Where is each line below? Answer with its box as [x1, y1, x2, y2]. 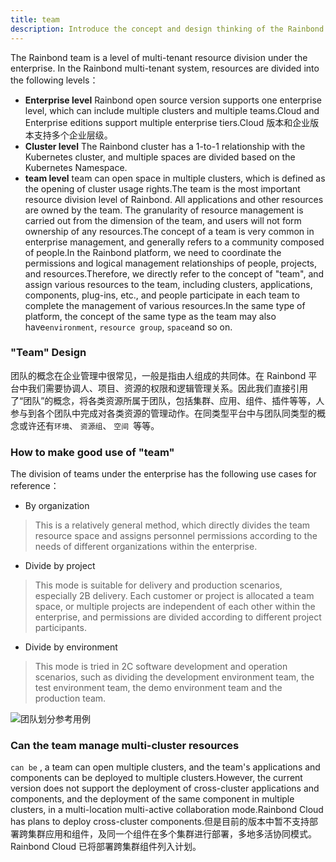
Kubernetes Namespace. [24, 161, 128, 173]
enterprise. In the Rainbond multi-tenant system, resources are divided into [10, 62, 320, 74]
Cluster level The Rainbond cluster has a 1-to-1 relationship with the [24, 140, 306, 152]
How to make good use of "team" [10, 445, 175, 459]
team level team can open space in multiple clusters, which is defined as [24, 172, 326, 184]
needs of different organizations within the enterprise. [34, 541, 258, 553]
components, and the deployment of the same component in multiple [10, 793, 295, 805]
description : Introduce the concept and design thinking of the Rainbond [10, 24, 325, 34]
